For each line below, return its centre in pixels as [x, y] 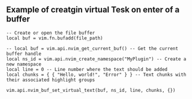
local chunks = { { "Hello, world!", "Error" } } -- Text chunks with [96, 75]
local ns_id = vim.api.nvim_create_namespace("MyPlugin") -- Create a [96, 59]
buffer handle [24, 54]
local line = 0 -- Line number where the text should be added [87, 69]
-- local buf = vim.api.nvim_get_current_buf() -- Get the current [92, 48]
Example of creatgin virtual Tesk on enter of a [93, 10]
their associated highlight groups [51, 80]
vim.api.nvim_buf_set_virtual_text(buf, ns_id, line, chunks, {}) [91, 90]
